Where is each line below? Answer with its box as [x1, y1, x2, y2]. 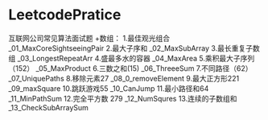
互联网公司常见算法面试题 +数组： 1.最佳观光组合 [8, 33, 171, 43]
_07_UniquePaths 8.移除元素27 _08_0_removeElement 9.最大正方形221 [8, 73, 240, 83]
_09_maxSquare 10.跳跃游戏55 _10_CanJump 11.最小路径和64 [8, 83, 209, 93]
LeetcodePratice [8, 6, 122, 24]
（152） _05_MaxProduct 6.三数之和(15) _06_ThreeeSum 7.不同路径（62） [8, 63, 253, 73]
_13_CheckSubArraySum [8, 102, 89, 112]
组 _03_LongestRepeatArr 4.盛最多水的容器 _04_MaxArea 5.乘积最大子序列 [8, 53, 255, 63]
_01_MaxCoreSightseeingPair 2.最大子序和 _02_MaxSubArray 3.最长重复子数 [8, 43, 260, 53]
